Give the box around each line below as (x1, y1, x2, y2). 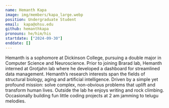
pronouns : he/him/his (5, 31, 52, 36)
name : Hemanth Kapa (5, 7, 47, 13)
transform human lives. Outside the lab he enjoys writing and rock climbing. (5, 87, 164, 93)
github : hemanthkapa (5, 26, 50, 32)
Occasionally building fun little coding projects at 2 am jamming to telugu (5, 92, 159, 98)
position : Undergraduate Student (5, 17, 77, 22)
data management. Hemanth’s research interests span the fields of (5, 71, 146, 77)
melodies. (5, 98, 26, 104)
